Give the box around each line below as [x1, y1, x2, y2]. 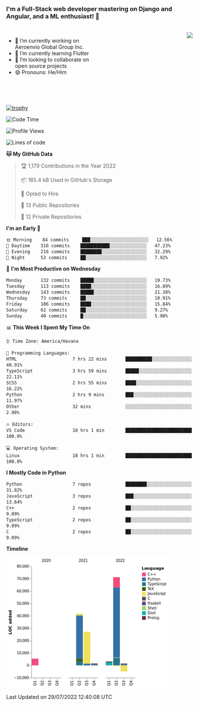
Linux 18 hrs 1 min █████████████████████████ [6, 453, 192, 459]
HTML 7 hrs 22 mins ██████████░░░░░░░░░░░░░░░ [6, 356, 192, 363]
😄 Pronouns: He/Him [14, 69, 67, 76]
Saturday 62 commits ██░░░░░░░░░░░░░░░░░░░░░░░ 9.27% [6, 307, 168, 313]
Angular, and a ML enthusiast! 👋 [6, 12, 99, 20]
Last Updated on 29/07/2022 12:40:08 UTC [6, 694, 113, 701]
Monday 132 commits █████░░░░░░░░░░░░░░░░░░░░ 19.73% [6, 278, 171, 283]
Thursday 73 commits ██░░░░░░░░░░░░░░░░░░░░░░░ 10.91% [6, 295, 171, 301]
